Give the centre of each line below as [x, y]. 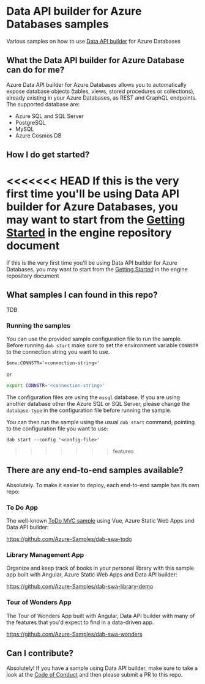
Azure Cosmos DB [38, 135]
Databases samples [58, 24]
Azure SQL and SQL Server [49, 116]
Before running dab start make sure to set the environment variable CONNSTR [102, 345]
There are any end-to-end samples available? [95, 470]
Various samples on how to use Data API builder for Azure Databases [94, 41]
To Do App [22, 507]
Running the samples [39, 325]
